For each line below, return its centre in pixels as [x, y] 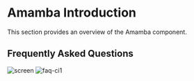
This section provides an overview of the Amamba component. [97, 32]
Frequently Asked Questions [71, 54]
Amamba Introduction [72, 13]
